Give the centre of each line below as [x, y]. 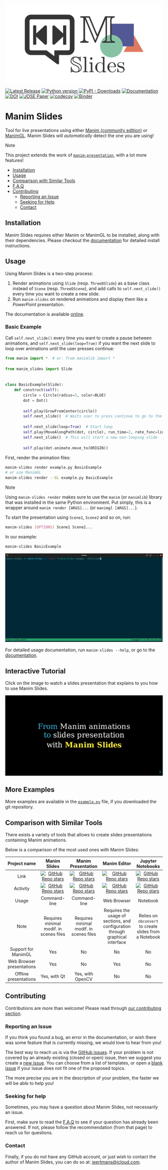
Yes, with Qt [53, 976]
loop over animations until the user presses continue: [60, 348]
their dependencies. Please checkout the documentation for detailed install [82, 240]
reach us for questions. [29, 1133]
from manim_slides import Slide [39, 369]
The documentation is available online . [45, 314]
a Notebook [148, 937]
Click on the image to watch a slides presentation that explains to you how [82, 683]
